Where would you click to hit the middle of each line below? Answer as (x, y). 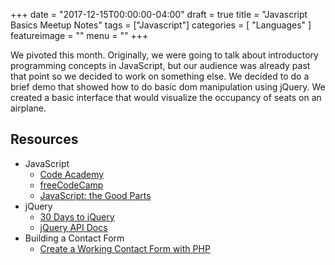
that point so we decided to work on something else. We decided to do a (160, 76)
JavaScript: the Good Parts (95, 195)
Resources (44, 139)
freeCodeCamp (71, 185)
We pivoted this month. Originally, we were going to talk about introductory (164, 55)
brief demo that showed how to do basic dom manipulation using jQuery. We (168, 87)
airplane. (28, 108)
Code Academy (72, 174)
